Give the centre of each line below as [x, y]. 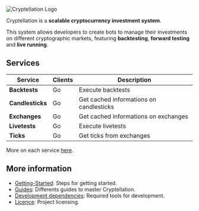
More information [39, 169]
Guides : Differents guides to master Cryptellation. [75, 189]
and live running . [27, 45]
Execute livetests [102, 126]
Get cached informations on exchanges [134, 116]
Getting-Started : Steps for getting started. [66, 183]
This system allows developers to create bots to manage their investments [97, 32]
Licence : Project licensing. [47, 202]
